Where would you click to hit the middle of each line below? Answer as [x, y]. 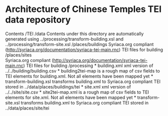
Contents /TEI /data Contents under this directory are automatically [74, 33]
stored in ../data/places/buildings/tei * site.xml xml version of [68, 86]
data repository [38, 20]
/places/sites [19, 55]
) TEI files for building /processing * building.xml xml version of [88, 65]
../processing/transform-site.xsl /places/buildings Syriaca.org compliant [79, 44]
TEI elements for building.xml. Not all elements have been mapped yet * [79, 76]
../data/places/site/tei [27, 108]
